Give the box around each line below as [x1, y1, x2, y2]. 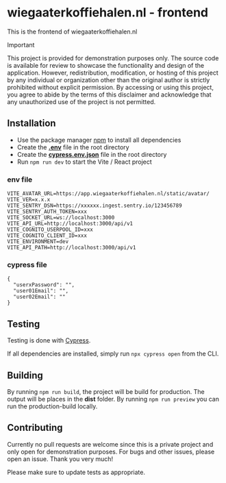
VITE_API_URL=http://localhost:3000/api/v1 [7, 221, 134, 227]
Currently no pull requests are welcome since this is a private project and [7, 440, 214, 448]
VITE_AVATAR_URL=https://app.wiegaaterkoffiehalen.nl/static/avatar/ [7, 190, 210, 197]
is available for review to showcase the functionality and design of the [7, 61, 204, 69]
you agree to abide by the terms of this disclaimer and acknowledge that [7, 90, 212, 99]
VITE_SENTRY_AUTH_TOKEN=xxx [7, 208, 88, 215]
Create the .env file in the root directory [16, 143, 129, 151]
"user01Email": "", [13, 288, 69, 295]
